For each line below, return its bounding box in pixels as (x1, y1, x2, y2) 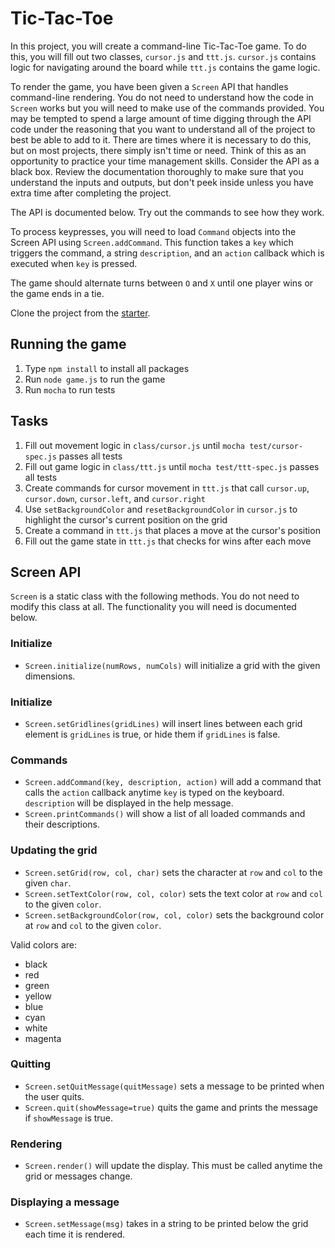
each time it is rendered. (24, 1228, 126, 1241)
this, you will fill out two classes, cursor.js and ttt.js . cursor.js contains (10, 50, 317, 62)
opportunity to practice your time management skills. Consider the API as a (10, 155, 320, 167)
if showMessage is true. (24, 1112, 114, 1124)
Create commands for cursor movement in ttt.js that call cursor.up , (24, 482, 310, 494)
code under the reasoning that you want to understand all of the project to (10, 123, 316, 135)
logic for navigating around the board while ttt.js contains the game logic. (10, 61, 321, 73)
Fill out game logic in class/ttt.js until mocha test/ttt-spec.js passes (24, 460, 320, 472)
